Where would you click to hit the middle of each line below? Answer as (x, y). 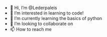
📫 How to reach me (31, 29)
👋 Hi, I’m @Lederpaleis (33, 8)
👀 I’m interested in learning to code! (47, 13)
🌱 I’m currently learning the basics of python (56, 18)
